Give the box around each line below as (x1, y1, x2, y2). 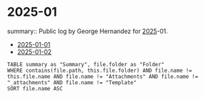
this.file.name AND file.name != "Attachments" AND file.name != (7, 73, 198, 80)
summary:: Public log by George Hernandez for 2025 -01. (7, 27, 169, 35)
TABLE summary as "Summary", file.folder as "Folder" (7, 61, 165, 68)
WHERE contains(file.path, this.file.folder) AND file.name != (7, 67, 193, 74)
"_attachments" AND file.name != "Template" (7, 79, 137, 86)
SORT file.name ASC (7, 85, 63, 92)
